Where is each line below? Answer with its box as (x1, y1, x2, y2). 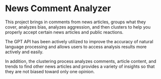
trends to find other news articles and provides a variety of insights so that (5, 63, 155, 69)
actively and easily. (5, 49, 44, 55)
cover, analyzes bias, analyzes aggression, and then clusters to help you (5, 24, 151, 30)
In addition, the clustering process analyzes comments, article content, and (5, 58, 157, 64)
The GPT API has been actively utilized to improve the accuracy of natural (5, 38, 154, 44)
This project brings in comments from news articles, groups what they (5, 19, 146, 25)
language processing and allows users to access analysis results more (5, 44, 147, 49)
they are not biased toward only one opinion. (5, 68, 95, 74)
